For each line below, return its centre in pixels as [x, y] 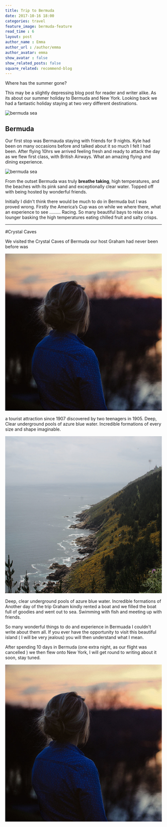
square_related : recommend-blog [39, 68]
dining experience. [24, 162]
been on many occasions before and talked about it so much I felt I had [78, 146]
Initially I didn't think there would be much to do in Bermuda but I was [76, 201]
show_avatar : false [27, 58]
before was [17, 247]
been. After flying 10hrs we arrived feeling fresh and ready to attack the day [83, 152]
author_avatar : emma [27, 52]
